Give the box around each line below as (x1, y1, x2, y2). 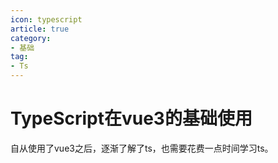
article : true (10, 24, 70, 34)
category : (10, 33, 52, 43)
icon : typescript (10, 14, 83, 25)
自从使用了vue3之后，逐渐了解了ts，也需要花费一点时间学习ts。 (10, 142, 274, 154)
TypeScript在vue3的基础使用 (10, 107, 253, 130)
